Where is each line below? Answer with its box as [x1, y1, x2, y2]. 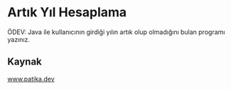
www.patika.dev [7, 74, 55, 83]
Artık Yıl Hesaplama [7, 4, 127, 21]
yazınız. [7, 35, 31, 43]
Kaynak [7, 56, 43, 68]
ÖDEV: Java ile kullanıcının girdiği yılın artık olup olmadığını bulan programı [7, 28, 225, 36]
